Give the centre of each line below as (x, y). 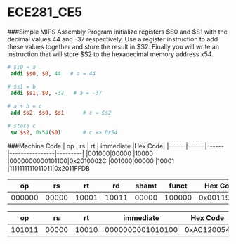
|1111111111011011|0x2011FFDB (48, 168)
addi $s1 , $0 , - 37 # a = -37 (56, 93)
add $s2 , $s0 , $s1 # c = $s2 (61, 113)
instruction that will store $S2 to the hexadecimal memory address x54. (111, 54)
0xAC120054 (208, 229)
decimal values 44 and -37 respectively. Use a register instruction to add (113, 39)
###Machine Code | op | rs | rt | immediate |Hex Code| (86, 146)
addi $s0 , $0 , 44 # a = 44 (53, 73)
